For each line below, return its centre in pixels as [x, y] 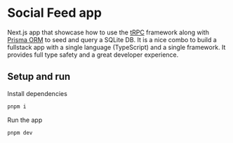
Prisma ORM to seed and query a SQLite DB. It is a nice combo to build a [112, 39]
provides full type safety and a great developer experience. [93, 55]
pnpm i [17, 107]
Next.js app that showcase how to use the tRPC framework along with [108, 32]
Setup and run [39, 77]
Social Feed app [54, 13]
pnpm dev [20, 132]
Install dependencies [38, 93]
